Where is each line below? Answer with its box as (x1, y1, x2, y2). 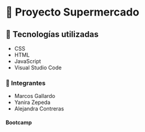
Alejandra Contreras (14, 105, 64, 112)
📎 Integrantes (5, 79, 46, 87)
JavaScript (14, 58, 41, 65)
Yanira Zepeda (14, 99, 51, 106)
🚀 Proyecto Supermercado (5, 5, 140, 19)
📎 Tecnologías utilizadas (5, 29, 99, 39)
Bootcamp (5, 119, 32, 126)
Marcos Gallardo (14, 93, 56, 100)
